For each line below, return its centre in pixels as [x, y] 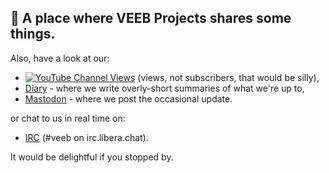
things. [33, 34]
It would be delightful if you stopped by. [92, 157]
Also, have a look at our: [60, 58]
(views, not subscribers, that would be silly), [228, 77]
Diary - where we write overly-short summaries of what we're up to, [164, 88]
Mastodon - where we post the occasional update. [128, 98]
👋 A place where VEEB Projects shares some [151, 18]
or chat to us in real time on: [68, 118]
